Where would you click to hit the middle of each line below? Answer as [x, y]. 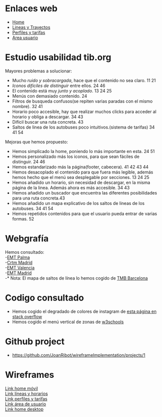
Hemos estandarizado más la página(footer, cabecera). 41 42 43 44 [80, 167]
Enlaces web [31, 9]
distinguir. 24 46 [29, 161]
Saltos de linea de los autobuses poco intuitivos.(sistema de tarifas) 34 [83, 127]
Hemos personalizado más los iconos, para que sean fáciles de [76, 156]
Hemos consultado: [25, 252]
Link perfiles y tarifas [26, 398]
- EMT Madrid [18, 273]
